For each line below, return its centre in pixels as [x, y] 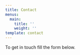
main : [15, 19]
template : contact [24, 33]
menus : [12, 14]
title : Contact [21, 10]
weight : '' [25, 28]
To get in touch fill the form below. [40, 47]
